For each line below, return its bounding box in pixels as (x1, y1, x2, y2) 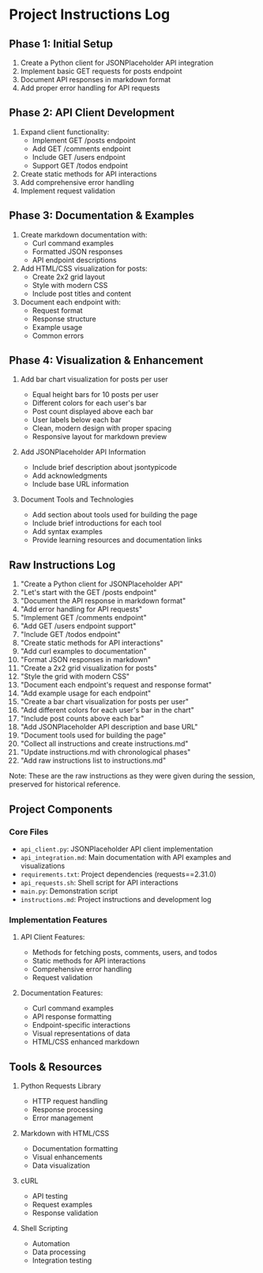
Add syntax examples (32, 527, 103, 536)
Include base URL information (32, 479, 130, 489)
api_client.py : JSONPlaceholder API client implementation (20, 844, 214, 854)
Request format (32, 305, 83, 315)
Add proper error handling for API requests (20, 83, 160, 93)
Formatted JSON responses (32, 247, 123, 256)
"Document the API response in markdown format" (20, 596, 186, 606)
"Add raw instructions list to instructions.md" (20, 756, 167, 765)
